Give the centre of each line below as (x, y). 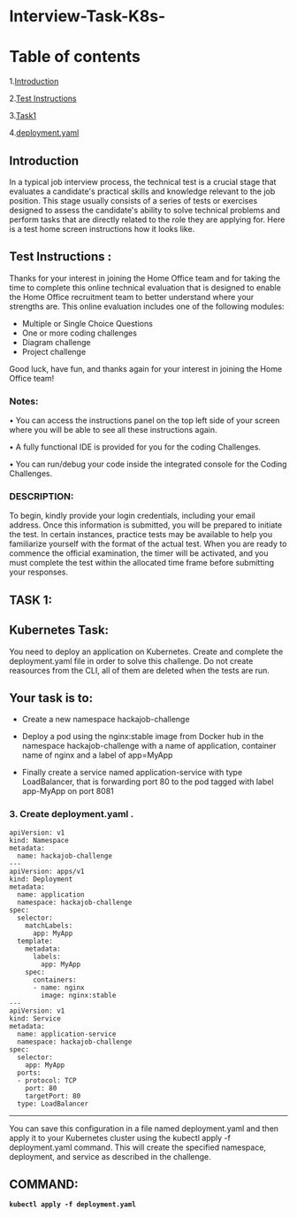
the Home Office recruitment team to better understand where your (132, 297)
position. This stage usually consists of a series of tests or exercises (133, 200)
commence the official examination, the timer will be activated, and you (139, 553)
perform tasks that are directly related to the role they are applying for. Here (147, 220)
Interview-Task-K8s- (88, 16)
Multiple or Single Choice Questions (87, 323)
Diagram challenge (56, 342)
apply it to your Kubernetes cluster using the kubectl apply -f (120, 1137)
